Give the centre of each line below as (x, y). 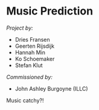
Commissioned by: (30, 77)
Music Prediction (50, 11)
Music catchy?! (25, 100)
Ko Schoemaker (35, 59)
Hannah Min (30, 52)
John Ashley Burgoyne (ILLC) (52, 88)
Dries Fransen (32, 39)
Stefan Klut (29, 65)
